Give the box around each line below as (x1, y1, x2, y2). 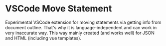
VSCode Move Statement (5, 3, 112, 14)
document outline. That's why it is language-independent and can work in (5, 24, 157, 30)
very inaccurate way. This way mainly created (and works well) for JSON (5, 30, 155, 36)
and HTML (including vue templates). (5, 35, 81, 41)
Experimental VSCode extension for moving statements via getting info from (5, 19, 162, 25)
